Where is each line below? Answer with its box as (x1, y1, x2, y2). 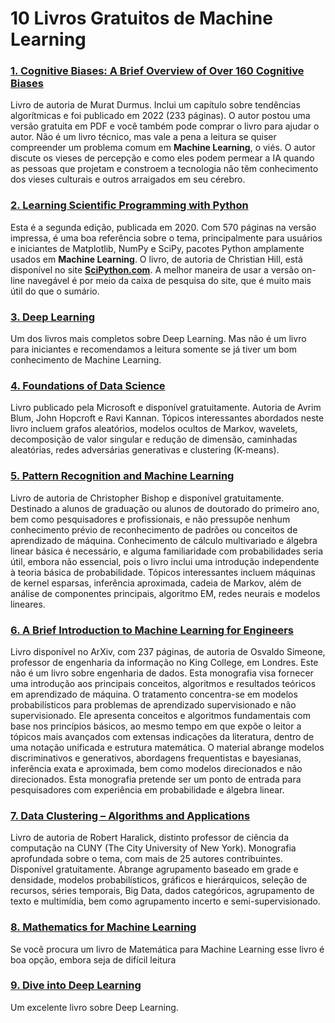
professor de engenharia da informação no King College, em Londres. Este (10, 656, 319, 668)
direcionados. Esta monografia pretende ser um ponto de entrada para (10, 773, 302, 785)
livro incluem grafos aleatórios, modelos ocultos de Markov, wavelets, (10, 423, 298, 435)
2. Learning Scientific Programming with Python (10, 198, 249, 212)
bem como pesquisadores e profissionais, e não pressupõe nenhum (10, 513, 291, 525)
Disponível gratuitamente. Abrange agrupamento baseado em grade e (10, 863, 299, 876)
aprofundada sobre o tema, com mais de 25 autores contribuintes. (10, 853, 283, 865)
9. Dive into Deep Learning (10, 978, 142, 992)
